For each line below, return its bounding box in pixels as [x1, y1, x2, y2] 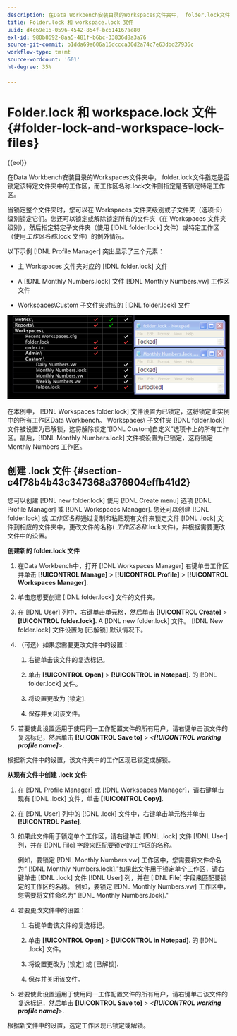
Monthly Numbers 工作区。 [7, 442, 86, 451]
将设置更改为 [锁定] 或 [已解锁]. [28, 960, 119, 968]
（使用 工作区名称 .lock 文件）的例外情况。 [7, 231, 128, 240]
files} [7, 135, 40, 151]
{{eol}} [7, 158, 27, 167]
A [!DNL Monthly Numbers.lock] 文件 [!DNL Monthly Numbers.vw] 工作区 [17, 277, 230, 285]
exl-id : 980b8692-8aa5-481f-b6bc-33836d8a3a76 [7, 34, 147, 41]
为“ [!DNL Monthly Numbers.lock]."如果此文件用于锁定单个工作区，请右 [17, 865, 224, 873]
